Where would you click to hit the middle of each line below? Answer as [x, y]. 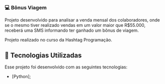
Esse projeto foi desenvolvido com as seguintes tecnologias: [66, 67]
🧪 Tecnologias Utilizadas [43, 55]
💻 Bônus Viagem [26, 7]
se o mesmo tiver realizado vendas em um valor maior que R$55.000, [75, 25]
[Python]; [21, 77]
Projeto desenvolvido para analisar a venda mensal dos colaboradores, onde [82, 20]
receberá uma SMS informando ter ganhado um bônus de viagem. [72, 30]
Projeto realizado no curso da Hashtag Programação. [59, 40]
